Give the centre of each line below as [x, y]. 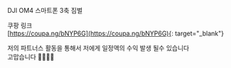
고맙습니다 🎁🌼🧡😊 [31, 57]
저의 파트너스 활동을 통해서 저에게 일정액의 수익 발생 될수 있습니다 [98, 48]
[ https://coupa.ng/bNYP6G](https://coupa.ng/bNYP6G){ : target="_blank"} [116, 33]
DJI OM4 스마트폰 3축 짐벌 [45, 10]
